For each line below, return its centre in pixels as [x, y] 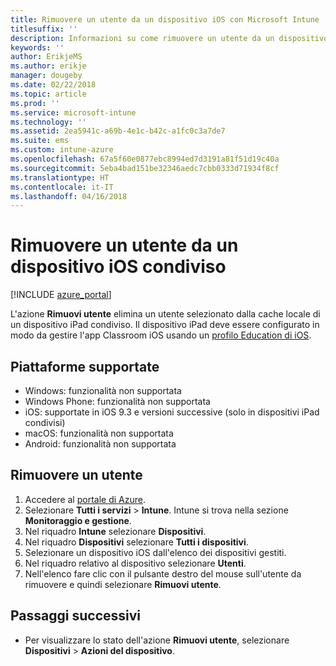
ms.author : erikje [48, 66]
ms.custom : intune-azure [62, 150]
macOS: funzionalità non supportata [99, 433]
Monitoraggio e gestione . [78, 520]
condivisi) [45, 422]
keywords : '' [37, 47]
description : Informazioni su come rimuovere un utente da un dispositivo [169, 38]
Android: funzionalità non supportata [100, 444]
